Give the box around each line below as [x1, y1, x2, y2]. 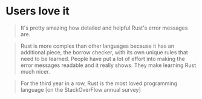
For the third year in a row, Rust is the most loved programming [20, 80, 178, 87]
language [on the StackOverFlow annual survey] [20, 86, 142, 93]
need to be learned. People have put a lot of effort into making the [20, 55, 185, 62]
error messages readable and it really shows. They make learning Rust [20, 62, 197, 69]
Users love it [5, 4, 70, 18]
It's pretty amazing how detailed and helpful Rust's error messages [20, 24, 188, 31]
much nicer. [20, 68, 50, 75]
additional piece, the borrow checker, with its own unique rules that [20, 48, 188, 56]
